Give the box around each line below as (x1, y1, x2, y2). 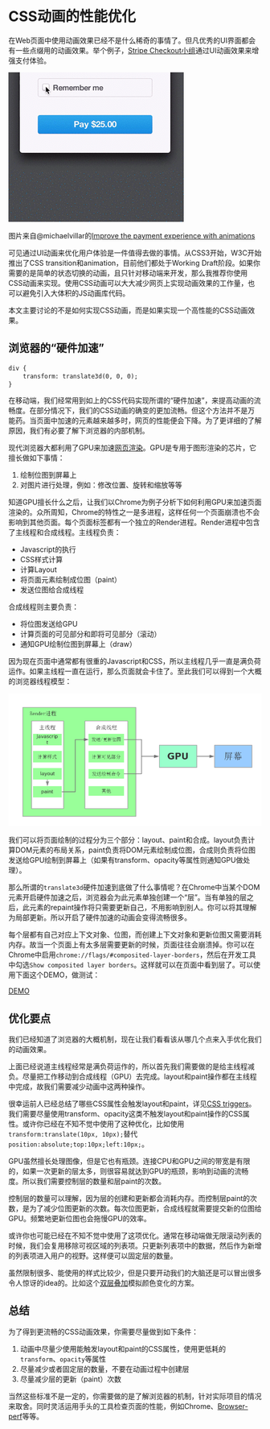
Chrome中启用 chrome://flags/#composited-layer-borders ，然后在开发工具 (8, 950, 256, 959)
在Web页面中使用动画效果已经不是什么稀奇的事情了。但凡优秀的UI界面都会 (8, 35, 256, 45)
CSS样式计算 (19, 554, 63, 564)
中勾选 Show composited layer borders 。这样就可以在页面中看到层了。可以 (8, 960, 254, 970)
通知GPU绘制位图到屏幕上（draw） (19, 639, 137, 648)
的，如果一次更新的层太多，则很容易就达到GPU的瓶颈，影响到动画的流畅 (8, 1166, 249, 1176)
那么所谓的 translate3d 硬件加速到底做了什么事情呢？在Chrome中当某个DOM (8, 883, 260, 893)
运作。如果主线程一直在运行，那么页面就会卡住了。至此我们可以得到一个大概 (8, 666, 262, 676)
